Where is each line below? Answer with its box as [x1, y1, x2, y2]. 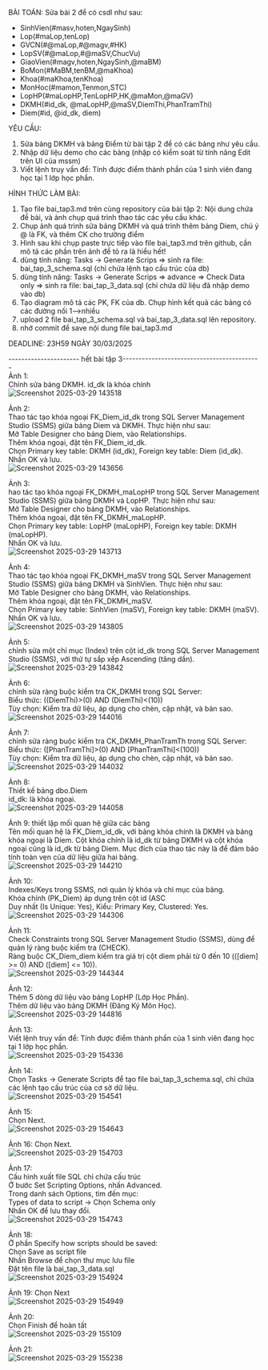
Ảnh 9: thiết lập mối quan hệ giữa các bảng [8, 819, 150, 827]
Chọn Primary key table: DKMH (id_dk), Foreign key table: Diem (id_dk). [8, 447, 244, 455]
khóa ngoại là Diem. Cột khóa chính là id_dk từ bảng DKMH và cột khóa [8, 835, 244, 844]
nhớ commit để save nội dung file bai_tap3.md [19, 323, 173, 332]
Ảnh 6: [8, 679, 30, 687]
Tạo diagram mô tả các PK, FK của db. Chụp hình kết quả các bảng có [19, 298, 252, 307]
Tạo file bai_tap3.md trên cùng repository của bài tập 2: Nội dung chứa [19, 204, 254, 214]
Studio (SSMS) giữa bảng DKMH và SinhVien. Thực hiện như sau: [8, 579, 223, 588]
